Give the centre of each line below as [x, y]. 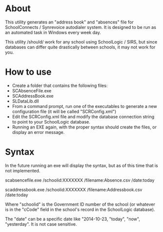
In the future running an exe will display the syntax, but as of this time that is [81, 165]
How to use [28, 72]
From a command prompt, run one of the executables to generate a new [84, 106]
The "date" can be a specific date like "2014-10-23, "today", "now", [72, 219]
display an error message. [38, 132]
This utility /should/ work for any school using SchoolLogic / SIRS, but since [81, 42]
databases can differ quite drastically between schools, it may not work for [80, 47]
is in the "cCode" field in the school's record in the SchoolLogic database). [80, 209]
